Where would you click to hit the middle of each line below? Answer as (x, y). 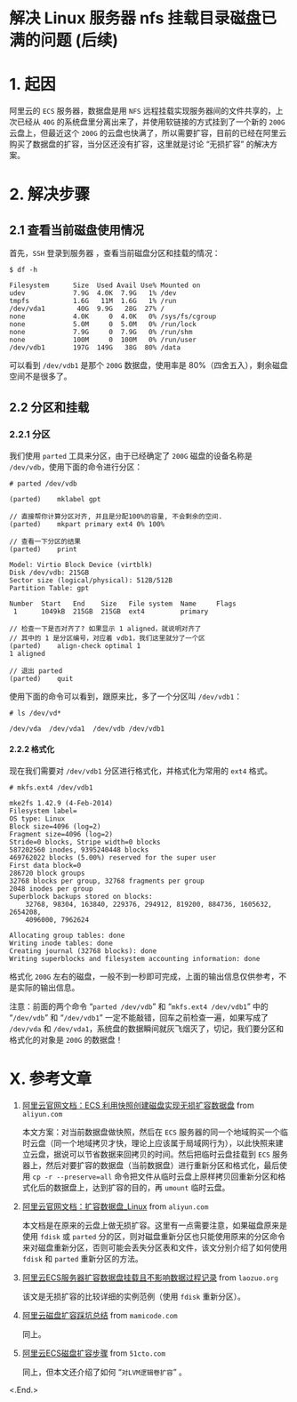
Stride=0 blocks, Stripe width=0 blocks (85, 842)
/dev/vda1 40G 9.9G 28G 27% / (87, 309)
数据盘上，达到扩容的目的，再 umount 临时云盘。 (141, 1187)
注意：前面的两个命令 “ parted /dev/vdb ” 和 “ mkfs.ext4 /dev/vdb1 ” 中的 (139, 1006)
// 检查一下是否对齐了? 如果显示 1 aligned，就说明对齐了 (105, 629)
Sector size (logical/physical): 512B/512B (91, 580)
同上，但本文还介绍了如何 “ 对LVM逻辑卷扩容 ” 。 (104, 1372)
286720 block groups (48, 873)
